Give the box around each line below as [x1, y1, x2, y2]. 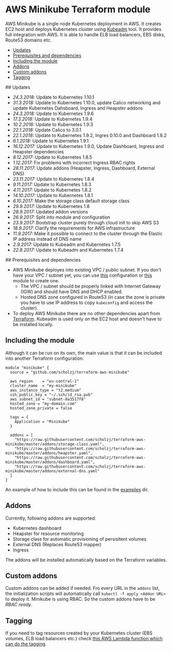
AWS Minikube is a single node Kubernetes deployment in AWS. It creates [5, 21, 162, 27]
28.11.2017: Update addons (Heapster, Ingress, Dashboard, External [12, 165, 155, 171]
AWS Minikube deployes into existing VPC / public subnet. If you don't [12, 266, 162, 273]
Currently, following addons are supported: [5, 515, 97, 521]
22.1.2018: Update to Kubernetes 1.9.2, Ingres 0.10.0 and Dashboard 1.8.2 [12, 132, 167, 138]
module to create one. [12, 277, 60, 283]
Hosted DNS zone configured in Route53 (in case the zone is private [20, 294, 165, 300]
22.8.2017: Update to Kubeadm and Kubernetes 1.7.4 [12, 246, 124, 253]
